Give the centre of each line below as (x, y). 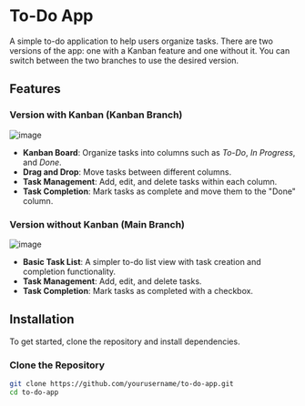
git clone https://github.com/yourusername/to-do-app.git (122, 384)
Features (35, 89)
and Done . (42, 162)
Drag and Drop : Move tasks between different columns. (127, 172)
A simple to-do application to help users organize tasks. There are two (141, 41)
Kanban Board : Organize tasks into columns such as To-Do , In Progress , (159, 152)
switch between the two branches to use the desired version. (124, 60)
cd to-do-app (34, 392)
